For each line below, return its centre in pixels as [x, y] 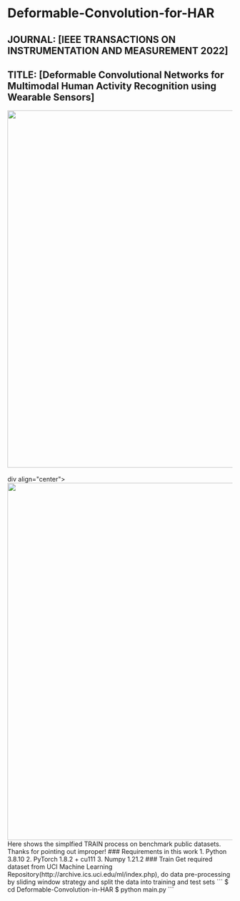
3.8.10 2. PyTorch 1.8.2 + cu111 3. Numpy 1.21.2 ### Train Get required [110, 860]
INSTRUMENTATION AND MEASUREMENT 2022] [118, 50]
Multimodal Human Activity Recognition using [112, 86]
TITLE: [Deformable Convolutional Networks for [116, 75]
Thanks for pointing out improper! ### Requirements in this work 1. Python [117, 852]
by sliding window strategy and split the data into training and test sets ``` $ [118, 882]
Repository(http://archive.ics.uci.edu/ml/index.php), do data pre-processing [119, 875]
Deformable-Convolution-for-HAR [111, 13]
